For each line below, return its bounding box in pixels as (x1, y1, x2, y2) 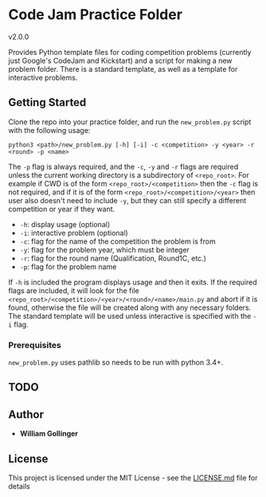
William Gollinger (19, 429, 78, 439)
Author (8, 408, 44, 421)
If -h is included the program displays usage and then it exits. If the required (8, 277, 257, 287)
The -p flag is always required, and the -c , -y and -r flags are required (8, 162, 239, 171)
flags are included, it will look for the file (8, 285, 139, 295)
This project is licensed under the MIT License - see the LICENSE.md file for (8, 473, 258, 483)
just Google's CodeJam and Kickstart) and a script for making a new (8, 56, 233, 65)
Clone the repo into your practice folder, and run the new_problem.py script (8, 117, 252, 127)
